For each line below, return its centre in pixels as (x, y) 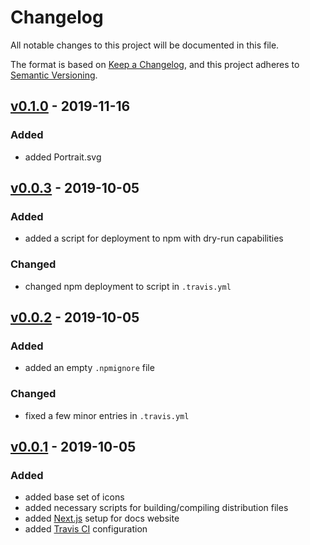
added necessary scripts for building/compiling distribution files (156, 508)
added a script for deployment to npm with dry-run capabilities (154, 238)
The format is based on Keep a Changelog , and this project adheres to (155, 64)
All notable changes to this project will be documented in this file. (145, 45)
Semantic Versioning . (54, 75)
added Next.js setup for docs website (102, 518)
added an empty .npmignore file (89, 368)
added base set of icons (74, 497)
